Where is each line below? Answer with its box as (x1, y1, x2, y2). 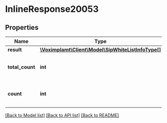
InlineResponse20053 (5, 3, 99, 15)
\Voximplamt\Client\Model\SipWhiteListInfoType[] (40, 46, 162, 53)
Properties (5, 23, 39, 32)
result (7, 46, 22, 53)
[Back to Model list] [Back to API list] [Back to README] (5, 113, 119, 118)
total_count (7, 63, 35, 70)
